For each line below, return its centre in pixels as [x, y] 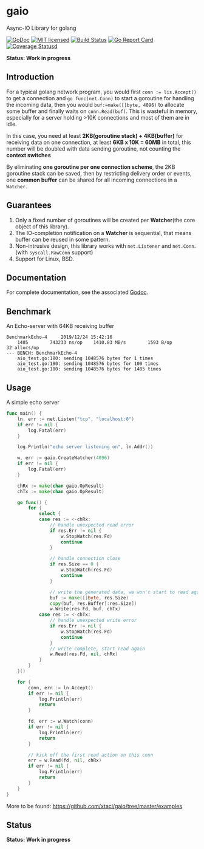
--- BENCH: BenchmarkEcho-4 [42, 353]
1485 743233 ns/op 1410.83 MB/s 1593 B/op [95, 343]
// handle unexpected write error [93, 621]
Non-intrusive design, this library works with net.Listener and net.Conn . [105, 246]
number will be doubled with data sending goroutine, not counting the [93, 148]
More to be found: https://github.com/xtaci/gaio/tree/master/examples [94, 806]
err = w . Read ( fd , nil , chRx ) [65, 760]
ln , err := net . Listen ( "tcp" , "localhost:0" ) [76, 419]
